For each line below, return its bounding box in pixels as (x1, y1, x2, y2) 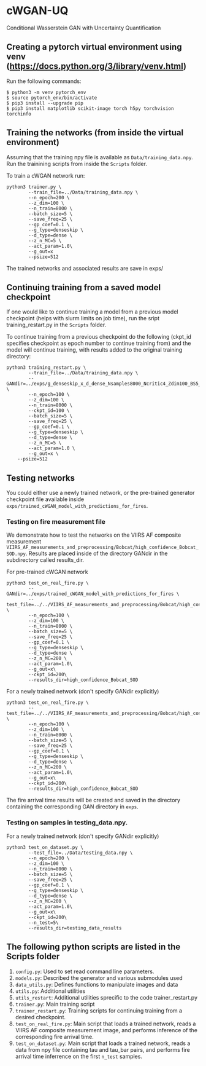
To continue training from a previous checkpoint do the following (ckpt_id (6, 333, 191, 341)
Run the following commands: (6, 77, 82, 85)
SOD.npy (6, 551, 26, 557)
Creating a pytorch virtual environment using (6, 42, 182, 52)
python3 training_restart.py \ (6, 365, 86, 371)
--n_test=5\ (28, 920, 59, 926)
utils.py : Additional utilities (15, 987, 86, 995)
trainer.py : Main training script (15, 1000, 95, 1008)
